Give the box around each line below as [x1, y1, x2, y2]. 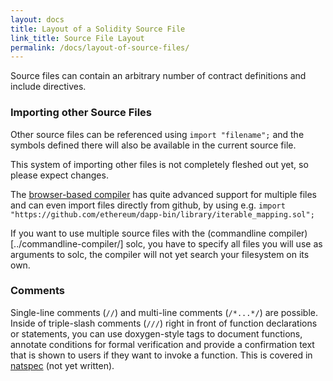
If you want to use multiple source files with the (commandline [10, 227, 267, 239]
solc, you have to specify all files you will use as [125, 237, 323, 250]
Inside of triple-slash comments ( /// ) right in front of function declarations [10, 317, 318, 329]
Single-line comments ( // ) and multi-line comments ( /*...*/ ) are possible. [10, 306, 319, 318]
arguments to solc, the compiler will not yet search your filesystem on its [10, 248, 310, 260]
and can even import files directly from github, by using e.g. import [10, 199, 286, 211]
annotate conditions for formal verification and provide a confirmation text [10, 338, 315, 350]
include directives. [10, 81, 87, 93]
